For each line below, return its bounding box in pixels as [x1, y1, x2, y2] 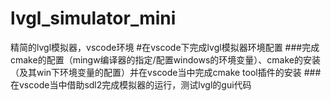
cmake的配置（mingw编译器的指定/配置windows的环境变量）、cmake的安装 [10, 53, 322, 66]
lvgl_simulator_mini [10, 7, 177, 30]
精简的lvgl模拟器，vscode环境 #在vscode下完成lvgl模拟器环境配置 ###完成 [10, 41, 320, 53]
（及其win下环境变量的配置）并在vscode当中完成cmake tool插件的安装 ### [10, 66, 322, 78]
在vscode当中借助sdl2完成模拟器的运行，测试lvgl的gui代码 [10, 78, 252, 91]
